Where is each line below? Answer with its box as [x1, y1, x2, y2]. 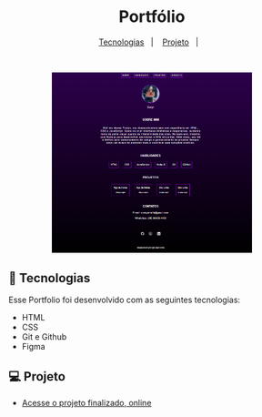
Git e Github [21, 331, 67, 342]
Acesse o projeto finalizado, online [21, 398, 152, 409]
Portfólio [118, 6, 186, 27]
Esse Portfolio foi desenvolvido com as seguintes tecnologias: [8, 294, 241, 306]
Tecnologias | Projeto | [98, 36, 199, 47]
